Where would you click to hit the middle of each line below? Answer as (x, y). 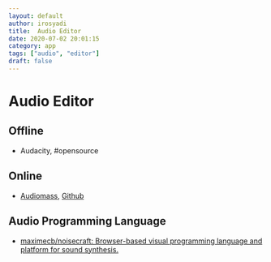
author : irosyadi (38, 24)
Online (26, 176)
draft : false (30, 62)
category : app (32, 46)
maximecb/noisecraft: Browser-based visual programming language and (141, 241)
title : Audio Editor (45, 31)
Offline (26, 131)
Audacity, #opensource (59, 150)
